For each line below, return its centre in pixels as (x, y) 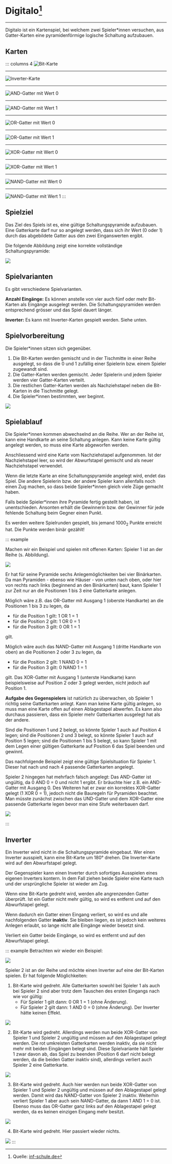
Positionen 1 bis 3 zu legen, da (37, 606)
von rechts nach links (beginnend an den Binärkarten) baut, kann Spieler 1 (83, 585)
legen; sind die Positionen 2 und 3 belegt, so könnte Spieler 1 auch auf (79, 735)
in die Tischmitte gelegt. (53, 391)
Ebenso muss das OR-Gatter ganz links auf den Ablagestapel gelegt (84, 1106)
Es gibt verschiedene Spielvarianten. (44, 289)
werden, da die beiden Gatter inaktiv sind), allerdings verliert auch (82, 1059)
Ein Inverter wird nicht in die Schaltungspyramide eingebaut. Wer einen (80, 852)
